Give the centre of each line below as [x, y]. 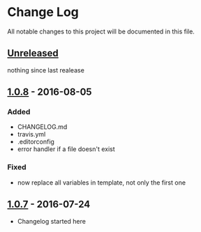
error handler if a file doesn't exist [66, 149]
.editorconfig [36, 142]
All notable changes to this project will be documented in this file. [101, 31]
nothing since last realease [46, 70]
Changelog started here [51, 221]
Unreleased [33, 53]
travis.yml [31, 134]
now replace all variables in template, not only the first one [102, 183]
